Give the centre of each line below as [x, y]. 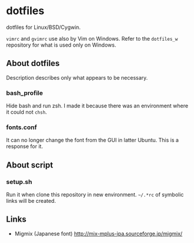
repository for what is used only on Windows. [61, 45]
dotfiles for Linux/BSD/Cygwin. [43, 27]
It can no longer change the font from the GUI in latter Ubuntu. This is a [92, 140]
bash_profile [24, 93]
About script [29, 165]
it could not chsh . [27, 112]
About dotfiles [33, 63]
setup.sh [19, 182]
